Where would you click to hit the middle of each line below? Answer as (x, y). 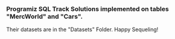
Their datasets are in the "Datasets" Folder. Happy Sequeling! (82, 29)
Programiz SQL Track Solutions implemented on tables (88, 9)
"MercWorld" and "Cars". (45, 16)
